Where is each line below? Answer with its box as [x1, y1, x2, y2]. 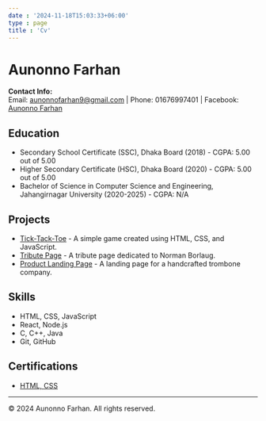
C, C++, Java [19, 328, 63, 338]
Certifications [8, 360, 78, 373]
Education [8, 126, 60, 140]
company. [19, 267, 53, 277]
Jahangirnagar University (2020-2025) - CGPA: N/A [19, 189, 189, 199]
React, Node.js [19, 320, 68, 329]
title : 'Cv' [8, 26, 51, 34]
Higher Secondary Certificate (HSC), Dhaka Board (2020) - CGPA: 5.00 [19, 164, 252, 174]
